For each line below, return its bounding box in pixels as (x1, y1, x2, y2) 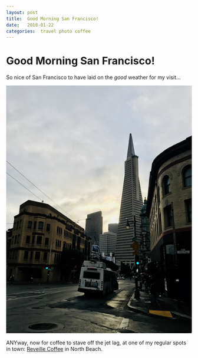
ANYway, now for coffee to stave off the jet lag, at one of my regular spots (6, 339, 187, 346)
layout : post (6, 9, 38, 15)
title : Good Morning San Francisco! (6, 15, 99, 22)
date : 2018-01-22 (6, 22, 54, 28)
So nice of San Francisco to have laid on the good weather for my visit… (6, 74, 181, 81)
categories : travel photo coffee (6, 28, 91, 34)
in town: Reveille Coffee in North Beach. (6, 346, 103, 353)
